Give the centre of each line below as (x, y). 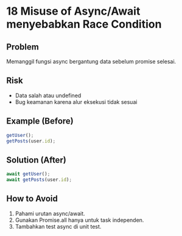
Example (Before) (40, 121)
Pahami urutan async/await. (50, 213)
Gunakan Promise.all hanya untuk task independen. (79, 220)
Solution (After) (37, 160)
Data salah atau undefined (48, 95)
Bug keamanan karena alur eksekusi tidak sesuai (76, 101)
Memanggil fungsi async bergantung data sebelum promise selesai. (91, 61)
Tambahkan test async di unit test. (58, 226)
